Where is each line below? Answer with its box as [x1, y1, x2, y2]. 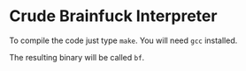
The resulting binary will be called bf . [9, 52, 145, 62]
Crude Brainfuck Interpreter [9, 6, 218, 26]
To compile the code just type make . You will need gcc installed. [9, 35, 238, 46]
